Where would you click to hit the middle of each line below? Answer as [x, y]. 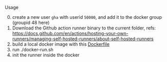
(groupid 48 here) [31, 23]
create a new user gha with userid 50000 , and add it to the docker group [87, 17]
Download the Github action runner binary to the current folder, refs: [84, 28]
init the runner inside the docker [46, 55]
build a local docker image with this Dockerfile [61, 44]
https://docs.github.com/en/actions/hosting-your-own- [70, 33]
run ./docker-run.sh [33, 50]
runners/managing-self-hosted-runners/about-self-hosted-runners [83, 39]
